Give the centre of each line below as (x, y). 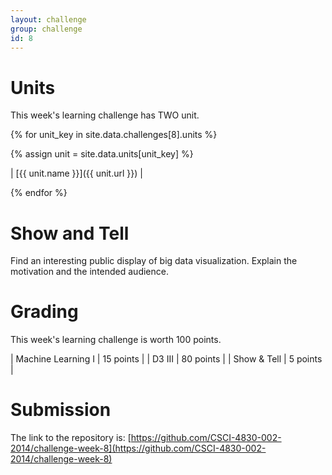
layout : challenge (48, 19)
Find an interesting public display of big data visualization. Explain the (154, 261)
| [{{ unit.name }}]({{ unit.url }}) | (76, 173)
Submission (61, 410)
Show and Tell (70, 233)
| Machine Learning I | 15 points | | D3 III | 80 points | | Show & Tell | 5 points (166, 359)
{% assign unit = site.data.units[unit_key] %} (102, 154)
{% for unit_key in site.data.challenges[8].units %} (114, 135)
